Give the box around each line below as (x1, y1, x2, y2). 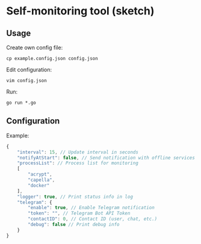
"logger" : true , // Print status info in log (17, 194, 134, 200)
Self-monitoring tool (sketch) (6, 4, 155, 18)
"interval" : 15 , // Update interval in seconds (17, 149, 138, 155)
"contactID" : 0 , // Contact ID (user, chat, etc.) (28, 216, 158, 222)
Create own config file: (6, 44, 63, 51)
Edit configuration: (6, 66, 52, 73)
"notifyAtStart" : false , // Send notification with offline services (17, 155, 196, 161)
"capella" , (28, 177, 55, 183)
